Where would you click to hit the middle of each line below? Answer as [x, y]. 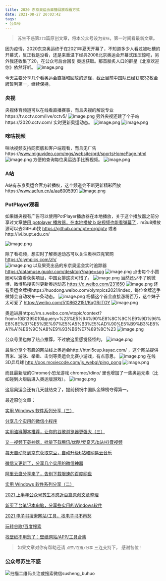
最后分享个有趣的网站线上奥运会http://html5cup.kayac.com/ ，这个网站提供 [82, 350]
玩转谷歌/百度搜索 [24, 527]
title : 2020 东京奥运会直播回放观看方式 [43, 10]
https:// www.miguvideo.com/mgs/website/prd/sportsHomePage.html [76, 154]
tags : [11, 19]
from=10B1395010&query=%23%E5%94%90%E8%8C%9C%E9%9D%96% [83, 319]
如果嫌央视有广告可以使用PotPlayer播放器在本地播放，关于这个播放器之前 [80, 216]
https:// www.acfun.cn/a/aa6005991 [42, 191]
